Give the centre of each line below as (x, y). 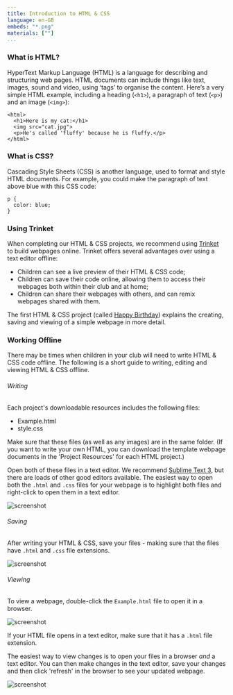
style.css (30, 428)
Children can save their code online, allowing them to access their (111, 279)
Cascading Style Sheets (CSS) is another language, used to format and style (116, 171)
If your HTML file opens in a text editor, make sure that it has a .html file (110, 635)
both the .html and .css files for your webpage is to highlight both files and (114, 485)
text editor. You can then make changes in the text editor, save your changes (116, 664)
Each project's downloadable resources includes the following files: (104, 408)
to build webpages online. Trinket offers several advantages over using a (111, 251)
